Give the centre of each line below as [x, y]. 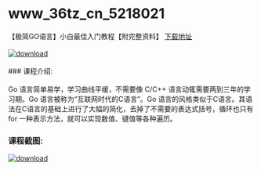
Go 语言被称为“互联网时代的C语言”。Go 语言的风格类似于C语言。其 [137, 99]
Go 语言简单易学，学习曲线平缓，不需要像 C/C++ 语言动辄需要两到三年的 [126, 89]
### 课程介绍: [31, 71]
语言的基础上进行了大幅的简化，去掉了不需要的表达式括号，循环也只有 [140, 109]
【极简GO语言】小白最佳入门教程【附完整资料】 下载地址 [100, 36]
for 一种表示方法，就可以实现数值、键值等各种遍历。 [93, 118]
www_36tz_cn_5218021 [87, 14]
